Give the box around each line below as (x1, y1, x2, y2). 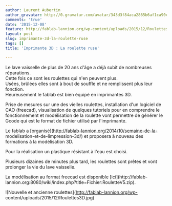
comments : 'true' (5, 17, 42, 22)
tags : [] (5, 41, 24, 46)
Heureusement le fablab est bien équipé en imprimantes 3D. (5, 91, 132, 97)
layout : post (5, 31, 33, 36)
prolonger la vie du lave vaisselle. (5, 163, 76, 170)
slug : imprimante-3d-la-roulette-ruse (5, 36, 88, 42)
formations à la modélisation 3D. (5, 138, 73, 145)
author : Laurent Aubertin (5, 7, 60, 13)
